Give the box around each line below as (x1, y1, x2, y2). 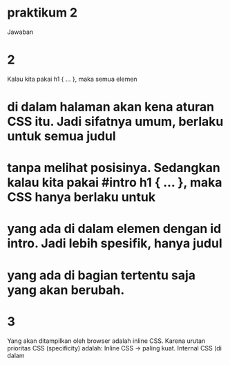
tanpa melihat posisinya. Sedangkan (7, 160, 221, 176)
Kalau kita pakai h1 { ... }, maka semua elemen (7, 75, 137, 83)
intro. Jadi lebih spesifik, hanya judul (7, 236, 222, 252)
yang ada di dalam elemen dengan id (7, 221, 222, 236)
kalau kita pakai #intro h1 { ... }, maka (7, 175, 222, 191)
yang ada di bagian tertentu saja (7, 268, 195, 283)
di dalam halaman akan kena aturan (7, 99, 215, 115)
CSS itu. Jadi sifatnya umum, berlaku (7, 114, 224, 129)
